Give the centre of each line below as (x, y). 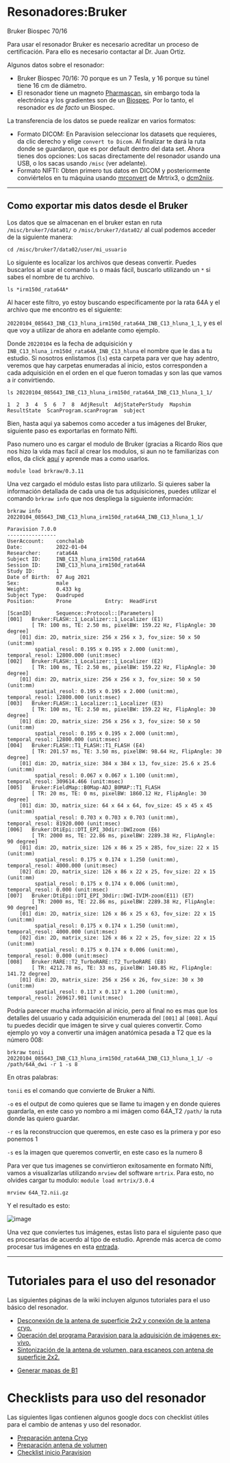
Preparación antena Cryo (52, 1438)
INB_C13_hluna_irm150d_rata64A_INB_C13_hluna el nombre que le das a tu (110, 350)
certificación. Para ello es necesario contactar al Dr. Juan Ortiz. (97, 52)
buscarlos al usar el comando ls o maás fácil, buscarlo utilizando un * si (109, 269)
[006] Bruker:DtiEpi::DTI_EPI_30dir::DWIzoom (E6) (84, 829)
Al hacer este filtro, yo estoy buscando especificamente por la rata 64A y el (114, 302)
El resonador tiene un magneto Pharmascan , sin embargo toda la (108, 93)
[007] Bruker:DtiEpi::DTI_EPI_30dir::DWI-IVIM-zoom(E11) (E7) (101, 896)
